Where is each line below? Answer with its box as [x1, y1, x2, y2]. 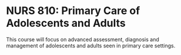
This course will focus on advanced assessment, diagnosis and [6, 36, 160, 43]
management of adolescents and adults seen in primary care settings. [6, 42, 176, 49]
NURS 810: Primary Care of [6, 4, 140, 18]
